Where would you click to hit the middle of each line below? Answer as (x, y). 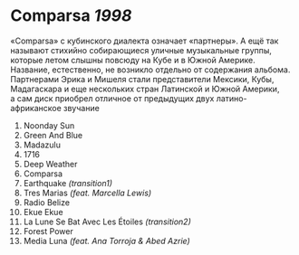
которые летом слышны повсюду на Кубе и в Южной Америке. (133, 60)
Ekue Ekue (43, 212)
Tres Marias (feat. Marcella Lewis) (87, 193)
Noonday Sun (49, 125)
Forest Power (48, 231)
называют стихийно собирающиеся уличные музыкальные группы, (141, 50)
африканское (36, 108)
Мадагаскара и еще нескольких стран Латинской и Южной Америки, (145, 89)
